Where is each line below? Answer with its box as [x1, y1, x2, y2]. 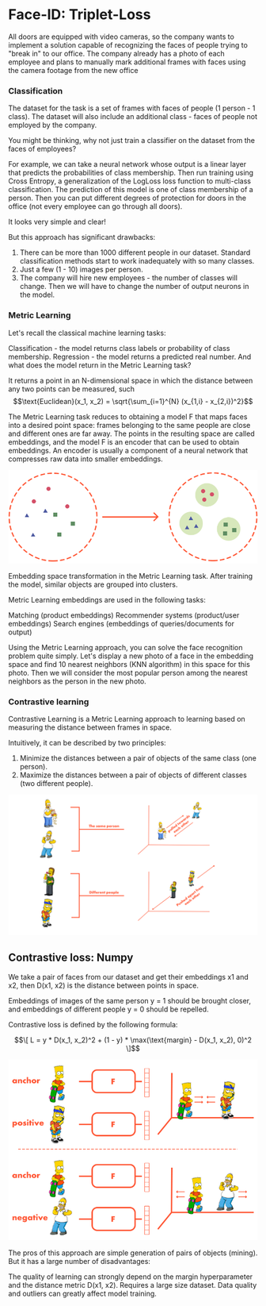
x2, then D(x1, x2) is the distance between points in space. [8, 980, 199, 990]
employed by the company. [8, 121, 97, 130]
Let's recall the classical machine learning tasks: [8, 328, 166, 337]
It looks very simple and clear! [8, 217, 107, 227]
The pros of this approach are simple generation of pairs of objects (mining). [8, 1248, 258, 1258]
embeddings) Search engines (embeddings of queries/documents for [8, 619, 235, 629]
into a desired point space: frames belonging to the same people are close [8, 420, 251, 430]
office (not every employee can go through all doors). [8, 202, 183, 211]
